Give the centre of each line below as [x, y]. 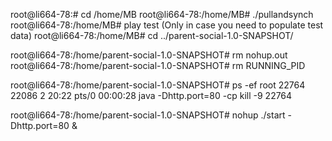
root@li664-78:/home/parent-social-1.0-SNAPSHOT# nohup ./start [148, 115]
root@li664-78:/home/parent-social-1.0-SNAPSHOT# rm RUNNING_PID [158, 65]
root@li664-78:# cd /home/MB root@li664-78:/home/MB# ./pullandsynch [162, 14]
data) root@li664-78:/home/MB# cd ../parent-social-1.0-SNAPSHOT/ [152, 35]
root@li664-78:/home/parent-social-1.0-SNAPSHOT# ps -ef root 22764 [158, 85]
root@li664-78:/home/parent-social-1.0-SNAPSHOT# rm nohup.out [149, 55]
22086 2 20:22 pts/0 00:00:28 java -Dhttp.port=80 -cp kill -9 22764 [151, 95]
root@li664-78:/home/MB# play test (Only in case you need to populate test [167, 25]
